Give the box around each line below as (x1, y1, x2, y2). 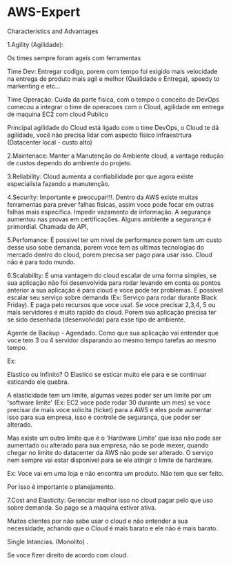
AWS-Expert (7, 4, 81, 20)
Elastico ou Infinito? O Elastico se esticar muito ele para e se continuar (7, 370, 207, 378)
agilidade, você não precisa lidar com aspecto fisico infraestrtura (7, 131, 192, 139)
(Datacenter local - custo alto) (7, 138, 92, 146)
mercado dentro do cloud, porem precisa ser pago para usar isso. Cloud (7, 250, 212, 259)
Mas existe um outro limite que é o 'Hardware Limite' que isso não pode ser (7, 434, 222, 442)
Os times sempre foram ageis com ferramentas (7, 53, 141, 62)
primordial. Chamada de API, (7, 222, 89, 230)
